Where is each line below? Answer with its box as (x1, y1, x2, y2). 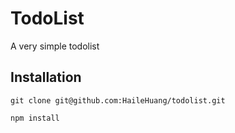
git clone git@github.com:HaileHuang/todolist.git (10, 95, 226, 106)
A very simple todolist (10, 40, 100, 52)
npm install (10, 113, 60, 123)
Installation (10, 69, 82, 86)
